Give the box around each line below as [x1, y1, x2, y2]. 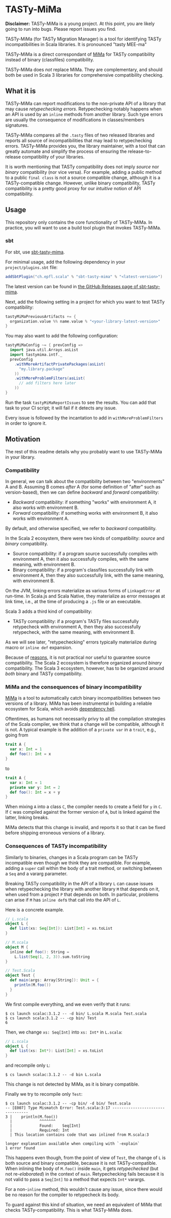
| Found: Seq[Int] [10, 1123, 81, 1129]
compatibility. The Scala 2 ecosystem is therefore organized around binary [5, 660, 162, 666]
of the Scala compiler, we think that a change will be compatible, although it [5, 721, 164, 727]
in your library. [5, 454, 36, 460]
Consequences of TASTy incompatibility [5, 842, 107, 849]
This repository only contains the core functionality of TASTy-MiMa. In [5, 219, 153, 225]
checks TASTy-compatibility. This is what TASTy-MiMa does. [5, 1207, 133, 1213]
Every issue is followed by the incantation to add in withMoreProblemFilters [5, 415, 163, 421]
